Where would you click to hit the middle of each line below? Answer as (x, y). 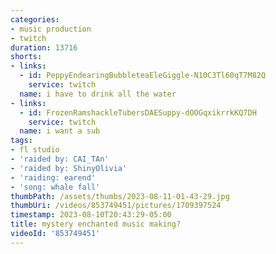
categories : (35, 19)
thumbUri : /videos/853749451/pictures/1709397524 (116, 206)
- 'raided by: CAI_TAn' (60, 159)
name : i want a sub (60, 131)
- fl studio (35, 150)
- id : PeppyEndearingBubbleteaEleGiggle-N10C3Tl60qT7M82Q (143, 76)
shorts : (26, 57)
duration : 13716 (44, 47)
